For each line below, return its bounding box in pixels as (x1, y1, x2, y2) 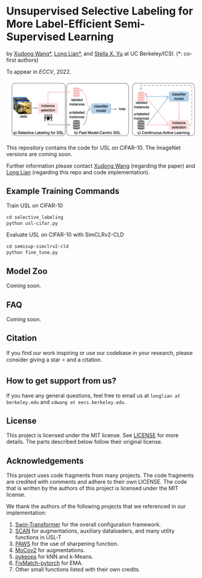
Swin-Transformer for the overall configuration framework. (15, 521, 161, 528)
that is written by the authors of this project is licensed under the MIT (6, 485, 178, 492)
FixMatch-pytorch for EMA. (15, 559, 83, 567)
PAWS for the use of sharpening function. (15, 540, 119, 548)
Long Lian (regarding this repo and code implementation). (6, 168, 150, 176)
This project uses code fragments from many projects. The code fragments (6, 472, 194, 479)
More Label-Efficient (6, 17, 112, 31)
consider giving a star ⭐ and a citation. (6, 356, 103, 363)
